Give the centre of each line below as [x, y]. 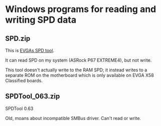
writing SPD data [41, 20]
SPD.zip [18, 38]
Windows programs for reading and [81, 9]
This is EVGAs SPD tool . [30, 50]
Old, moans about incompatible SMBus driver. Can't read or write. [73, 118]
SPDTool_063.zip [33, 96]
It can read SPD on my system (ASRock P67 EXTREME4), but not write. [78, 60]
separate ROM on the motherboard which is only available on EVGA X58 [79, 75]
